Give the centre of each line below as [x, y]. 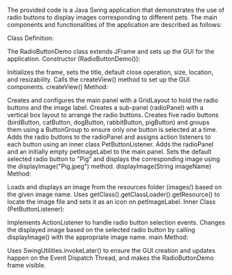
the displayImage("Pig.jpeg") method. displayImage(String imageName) [109, 166]
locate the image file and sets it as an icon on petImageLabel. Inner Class [111, 202]
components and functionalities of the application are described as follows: [115, 25]
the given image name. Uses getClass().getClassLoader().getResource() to [114, 194]
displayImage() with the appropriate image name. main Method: [98, 237]
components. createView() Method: [58, 87]
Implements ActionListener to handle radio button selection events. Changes [116, 222]
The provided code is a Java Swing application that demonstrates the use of [116, 10]
